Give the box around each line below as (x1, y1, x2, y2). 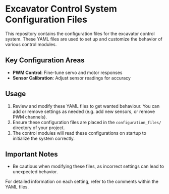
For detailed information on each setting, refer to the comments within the (5, 178, 159, 185)
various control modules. (5, 41, 57, 47)
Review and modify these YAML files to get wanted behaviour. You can (12, 103, 160, 109)
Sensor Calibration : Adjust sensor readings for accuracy (12, 74, 131, 81)
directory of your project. (12, 125, 65, 131)
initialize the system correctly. (12, 135, 75, 141)
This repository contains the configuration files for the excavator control (5, 30, 155, 36)
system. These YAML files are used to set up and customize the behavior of (5, 36, 162, 42)
